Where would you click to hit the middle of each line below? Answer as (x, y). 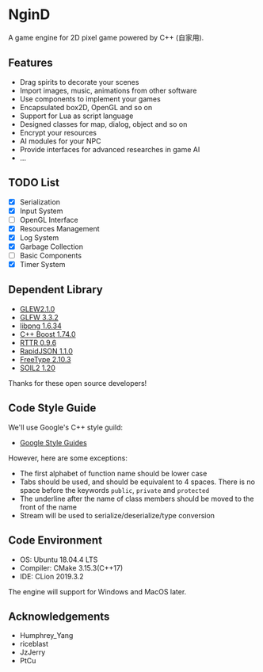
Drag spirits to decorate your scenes (79, 82)
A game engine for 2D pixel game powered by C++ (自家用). (106, 37)
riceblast (34, 644)
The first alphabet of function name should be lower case (113, 473)
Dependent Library (55, 290)
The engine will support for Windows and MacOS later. (97, 591)
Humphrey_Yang (46, 636)
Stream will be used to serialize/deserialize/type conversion (117, 515)
